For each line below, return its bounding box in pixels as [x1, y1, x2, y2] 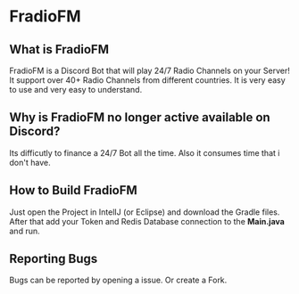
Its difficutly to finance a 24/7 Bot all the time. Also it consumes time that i [9, 147, 280, 158]
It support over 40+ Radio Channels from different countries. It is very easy [9, 75, 286, 86]
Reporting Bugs [9, 251, 98, 266]
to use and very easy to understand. [9, 85, 143, 94]
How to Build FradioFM [9, 183, 138, 198]
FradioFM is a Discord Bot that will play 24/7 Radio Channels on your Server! [9, 65, 290, 76]
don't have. [9, 157, 51, 167]
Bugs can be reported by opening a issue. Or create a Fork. [9, 274, 228, 286]
